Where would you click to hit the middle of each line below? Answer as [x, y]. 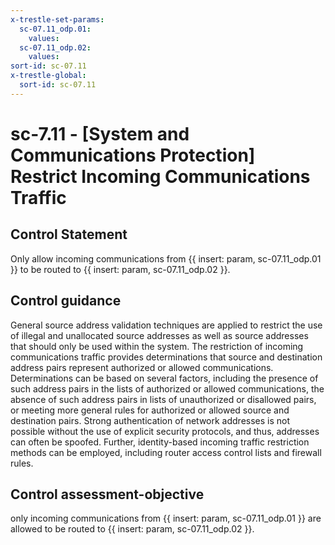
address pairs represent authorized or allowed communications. [142, 367]
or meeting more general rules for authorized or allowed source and [150, 410]
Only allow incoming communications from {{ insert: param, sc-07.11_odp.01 [166, 258]
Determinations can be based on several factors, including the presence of [164, 378]
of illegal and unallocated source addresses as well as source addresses [159, 335]
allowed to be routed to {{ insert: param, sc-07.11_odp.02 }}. [132, 529]
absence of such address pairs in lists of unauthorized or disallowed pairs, [163, 399]
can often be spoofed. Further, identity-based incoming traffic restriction [160, 442]
